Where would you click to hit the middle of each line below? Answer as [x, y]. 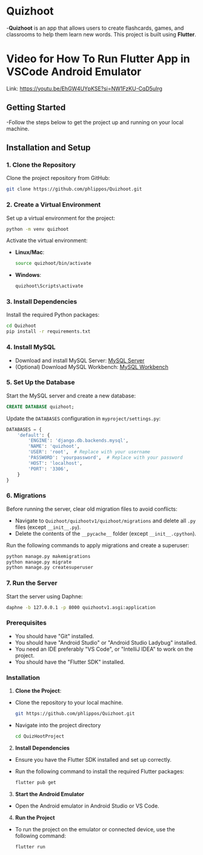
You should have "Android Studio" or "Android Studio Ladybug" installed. [106, 642]
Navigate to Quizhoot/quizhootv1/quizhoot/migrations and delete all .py [105, 521]
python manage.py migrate [39, 562]
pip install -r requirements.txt [48, 331]
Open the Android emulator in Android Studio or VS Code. [87, 806]
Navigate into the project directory [58, 725]
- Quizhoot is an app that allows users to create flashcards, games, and [95, 28]
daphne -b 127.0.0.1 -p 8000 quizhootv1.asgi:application [81, 607]
